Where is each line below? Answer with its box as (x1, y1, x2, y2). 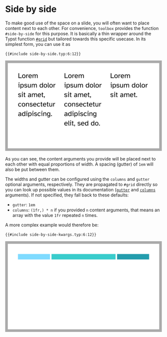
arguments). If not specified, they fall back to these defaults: (5, 192, 129, 198)
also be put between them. (5, 167, 60, 172)
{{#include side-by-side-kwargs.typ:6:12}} (5, 232, 97, 237)
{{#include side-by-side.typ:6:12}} (5, 51, 81, 56)
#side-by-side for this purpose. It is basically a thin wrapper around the (5, 30, 152, 36)
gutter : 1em (12, 202, 36, 208)
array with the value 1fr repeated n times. (12, 212, 98, 218)
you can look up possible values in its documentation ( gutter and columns (5, 187, 156, 193)
